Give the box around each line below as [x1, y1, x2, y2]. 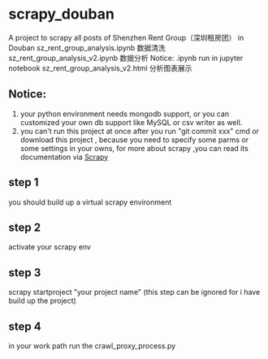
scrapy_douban [8, 5, 115, 24]
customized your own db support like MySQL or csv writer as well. [19, 117, 243, 127]
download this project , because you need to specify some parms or [19, 135, 249, 145]
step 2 [8, 220, 41, 234]
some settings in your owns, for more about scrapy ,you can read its [19, 143, 249, 153]
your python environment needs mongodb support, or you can [19, 109, 230, 119]
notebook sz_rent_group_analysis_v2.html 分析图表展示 [8, 63, 192, 73]
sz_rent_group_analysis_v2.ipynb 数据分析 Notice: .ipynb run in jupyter [8, 53, 244, 63]
